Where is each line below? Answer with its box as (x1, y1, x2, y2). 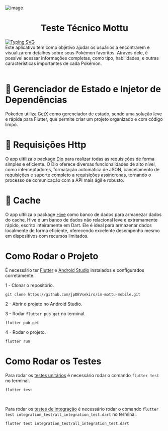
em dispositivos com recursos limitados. (5, 233, 89, 239)
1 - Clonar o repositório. (5, 282, 54, 288)
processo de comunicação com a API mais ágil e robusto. (5, 177, 125, 183)
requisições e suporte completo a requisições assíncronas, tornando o (5, 172, 151, 178)
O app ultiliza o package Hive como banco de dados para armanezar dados (5, 211, 162, 218)
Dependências (5, 94, 67, 106)
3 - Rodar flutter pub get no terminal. (5, 310, 86, 317)
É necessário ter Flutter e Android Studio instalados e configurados (5, 267, 144, 273)
